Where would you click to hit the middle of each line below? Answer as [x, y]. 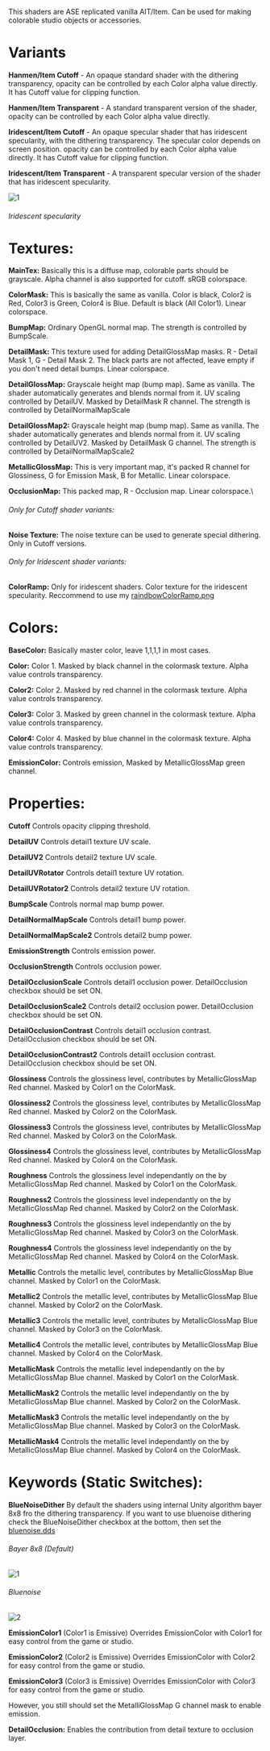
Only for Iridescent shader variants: [67, 562]
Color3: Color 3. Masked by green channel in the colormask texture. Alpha [132, 714]
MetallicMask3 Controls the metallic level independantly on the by [119, 1417]
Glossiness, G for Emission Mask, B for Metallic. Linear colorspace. [120, 475]
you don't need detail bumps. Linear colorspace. [89, 369]
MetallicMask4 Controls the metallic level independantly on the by [119, 1441]
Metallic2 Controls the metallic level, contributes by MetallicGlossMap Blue [133, 1296]
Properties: [47, 803]
